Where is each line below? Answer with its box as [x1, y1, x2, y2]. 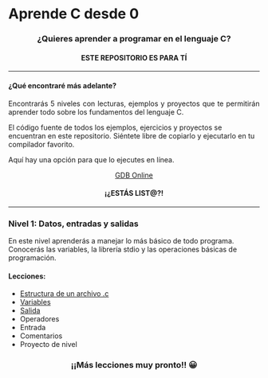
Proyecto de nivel [19, 340, 77, 349]
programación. [8, 253, 57, 263]
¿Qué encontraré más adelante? [8, 80, 117, 90]
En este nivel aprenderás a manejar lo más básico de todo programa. [8, 236, 235, 246]
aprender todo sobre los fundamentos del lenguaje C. [8, 107, 184, 116]
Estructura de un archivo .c [19, 289, 109, 298]
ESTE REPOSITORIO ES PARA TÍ [81, 53, 187, 62]
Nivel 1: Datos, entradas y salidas [8, 218, 139, 229]
